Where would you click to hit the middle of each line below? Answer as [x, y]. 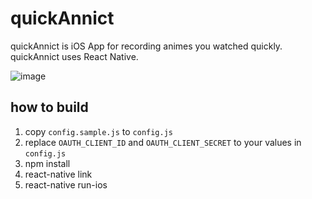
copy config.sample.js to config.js [98, 131]
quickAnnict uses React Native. [74, 56]
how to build [49, 107]
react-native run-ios [66, 184]
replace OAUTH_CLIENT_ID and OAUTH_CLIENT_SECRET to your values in [163, 142]
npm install [47, 163]
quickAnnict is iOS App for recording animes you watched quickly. [146, 46]
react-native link [58, 174]
